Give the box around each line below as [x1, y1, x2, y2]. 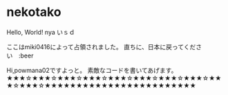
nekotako [6, 4, 61, 20]
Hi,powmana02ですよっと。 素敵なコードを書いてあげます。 [6, 66, 178, 74]
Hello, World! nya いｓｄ [6, 28, 75, 36]
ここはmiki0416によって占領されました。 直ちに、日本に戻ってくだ [6, 42, 196, 51]
